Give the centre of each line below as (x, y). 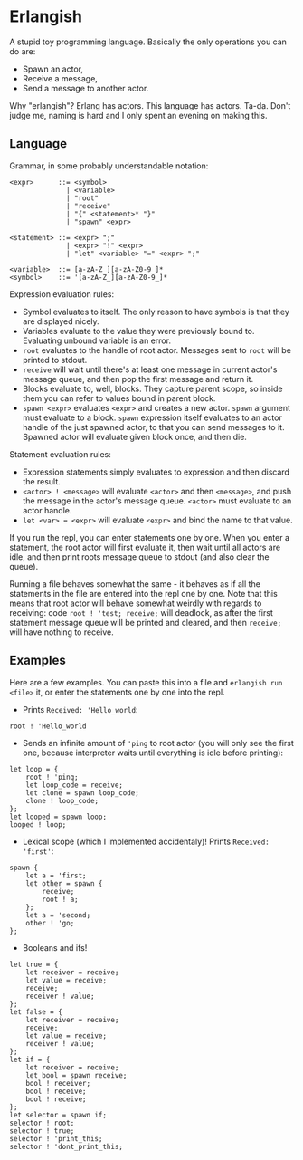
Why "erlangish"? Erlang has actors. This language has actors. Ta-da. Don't (150, 105)
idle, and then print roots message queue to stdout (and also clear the (139, 556)
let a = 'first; (57, 876)
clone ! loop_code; (62, 800)
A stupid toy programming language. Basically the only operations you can (148, 42)
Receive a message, (60, 78)
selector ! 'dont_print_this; (66, 1146)
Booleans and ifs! (55, 947)
